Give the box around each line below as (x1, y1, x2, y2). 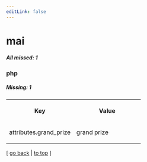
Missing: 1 (6, 84, 31, 91)
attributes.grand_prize (9, 128, 71, 136)
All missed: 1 (6, 54, 38, 61)
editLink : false (6, 8, 46, 15)
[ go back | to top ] (6, 149, 52, 156)
